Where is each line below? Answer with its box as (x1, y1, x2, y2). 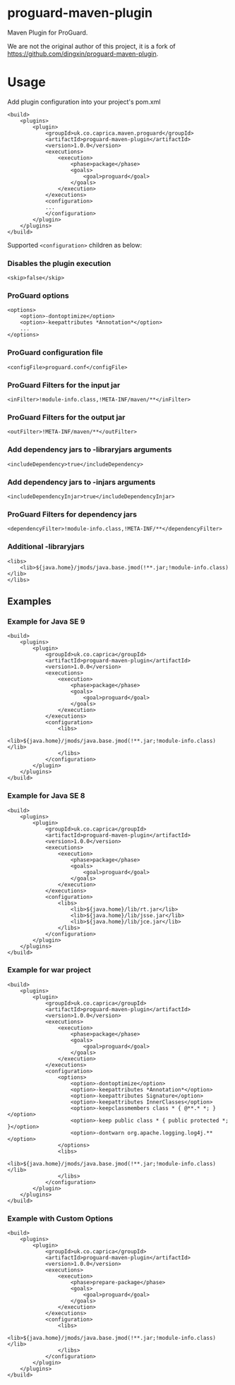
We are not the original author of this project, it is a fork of (7, 42, 176, 50)
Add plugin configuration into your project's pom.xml (7, 97, 161, 106)
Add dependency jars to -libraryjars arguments (7, 444, 172, 454)
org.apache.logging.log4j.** (127, 1129, 213, 1137)
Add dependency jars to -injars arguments (7, 477, 156, 487)
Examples (7, 595, 52, 607)
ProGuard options (7, 291, 69, 301)
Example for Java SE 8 (7, 791, 85, 801)
